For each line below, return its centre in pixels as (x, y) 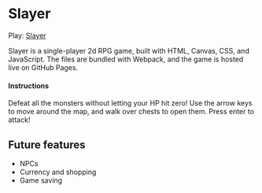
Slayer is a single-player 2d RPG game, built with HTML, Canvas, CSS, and (129, 50)
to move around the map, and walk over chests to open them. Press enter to (131, 112)
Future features (47, 145)
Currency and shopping (58, 172)
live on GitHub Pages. (43, 67)
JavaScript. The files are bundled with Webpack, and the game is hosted (126, 59)
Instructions (29, 85)
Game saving (41, 180)
